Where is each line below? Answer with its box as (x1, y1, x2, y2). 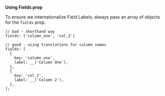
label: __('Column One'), (14, 60, 69, 65)
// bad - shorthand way (5, 29, 55, 34)
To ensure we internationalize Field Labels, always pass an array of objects (5, 14, 160, 20)
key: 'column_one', (14, 55, 55, 60)
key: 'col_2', (14, 73, 44, 78)
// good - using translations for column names (5, 42, 107, 47)
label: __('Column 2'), (14, 77, 64, 82)
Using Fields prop (5, 5, 43, 10)
